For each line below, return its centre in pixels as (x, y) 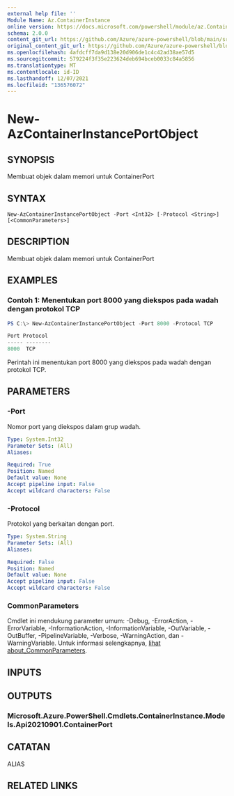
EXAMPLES (32, 280)
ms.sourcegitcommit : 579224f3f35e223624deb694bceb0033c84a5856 (101, 59)
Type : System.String (37, 537)
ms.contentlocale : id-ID (43, 72)
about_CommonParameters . (47, 650)
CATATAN (29, 747)
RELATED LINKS (42, 786)
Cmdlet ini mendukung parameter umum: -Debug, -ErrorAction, (98, 621)
